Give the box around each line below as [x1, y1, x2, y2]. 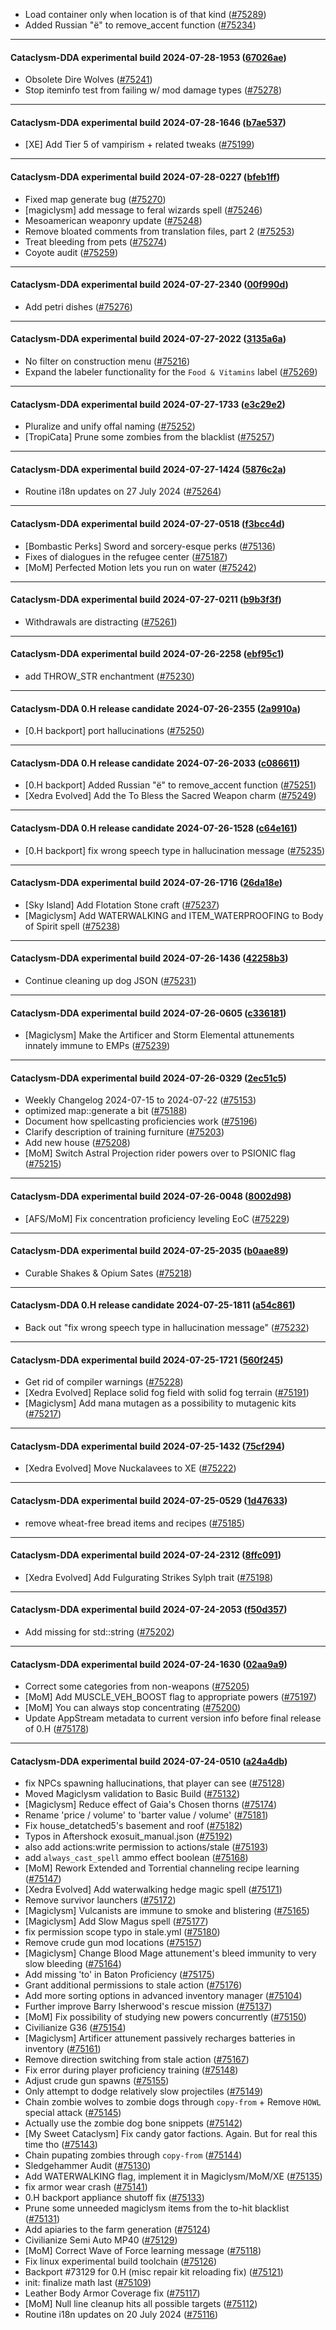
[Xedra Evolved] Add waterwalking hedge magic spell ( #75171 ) [24, 1884, 283, 1896]
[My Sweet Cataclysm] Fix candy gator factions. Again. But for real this [24, 2128, 318, 2140]
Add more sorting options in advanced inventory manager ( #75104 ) [24, 1990, 303, 2002]
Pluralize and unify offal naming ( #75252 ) [24, 420, 196, 433]
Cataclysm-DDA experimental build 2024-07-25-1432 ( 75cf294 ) [10, 1440, 286, 1452]
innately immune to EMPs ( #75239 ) [24, 1040, 171, 1052]
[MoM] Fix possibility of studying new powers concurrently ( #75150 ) [24, 2011, 307, 2023]
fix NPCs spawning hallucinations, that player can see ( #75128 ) [24, 1777, 286, 1789]
